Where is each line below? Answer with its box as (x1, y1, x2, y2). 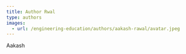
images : (6, 20, 26, 26)
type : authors (6, 14, 42, 20)
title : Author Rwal (6, 8, 56, 15)
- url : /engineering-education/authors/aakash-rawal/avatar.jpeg (12, 25, 181, 32)
